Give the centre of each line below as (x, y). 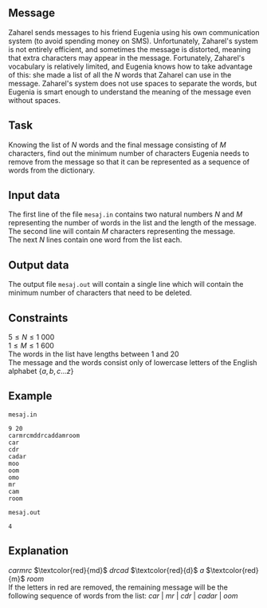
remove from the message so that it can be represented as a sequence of (129, 161)
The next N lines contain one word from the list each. (95, 240)
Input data (34, 195)
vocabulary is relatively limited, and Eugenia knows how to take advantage (130, 66)
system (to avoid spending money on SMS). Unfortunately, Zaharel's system (133, 41)
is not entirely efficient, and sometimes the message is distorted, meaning (130, 49)
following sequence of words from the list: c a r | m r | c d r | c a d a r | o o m (123, 595)
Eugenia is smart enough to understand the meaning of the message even (130, 92)
